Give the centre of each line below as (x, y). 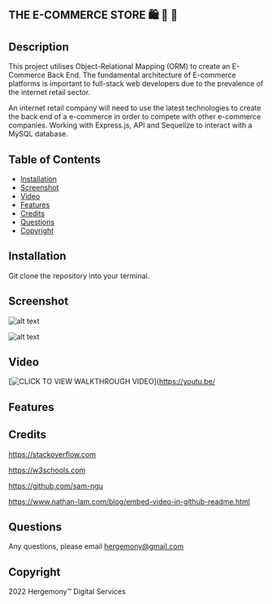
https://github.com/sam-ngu (56, 485)
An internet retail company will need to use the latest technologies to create (135, 108)
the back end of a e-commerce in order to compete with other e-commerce (135, 117)
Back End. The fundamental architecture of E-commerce (142, 75)
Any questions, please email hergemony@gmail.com (96, 546)
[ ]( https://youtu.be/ (112, 382)
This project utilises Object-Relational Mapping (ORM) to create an (119, 67)
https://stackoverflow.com (52, 454)
